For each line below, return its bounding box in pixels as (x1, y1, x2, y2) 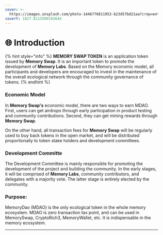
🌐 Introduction (5, 37, 65, 48)
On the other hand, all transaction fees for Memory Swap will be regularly (5, 127, 153, 133)
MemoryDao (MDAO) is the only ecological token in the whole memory (5, 204, 146, 210)
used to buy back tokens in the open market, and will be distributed (5, 132, 140, 138)
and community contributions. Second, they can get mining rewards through (5, 113, 158, 118)
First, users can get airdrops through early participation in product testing (5, 107, 152, 113)
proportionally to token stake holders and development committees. (5, 137, 141, 143)
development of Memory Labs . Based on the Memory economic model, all (5, 64, 154, 69)
